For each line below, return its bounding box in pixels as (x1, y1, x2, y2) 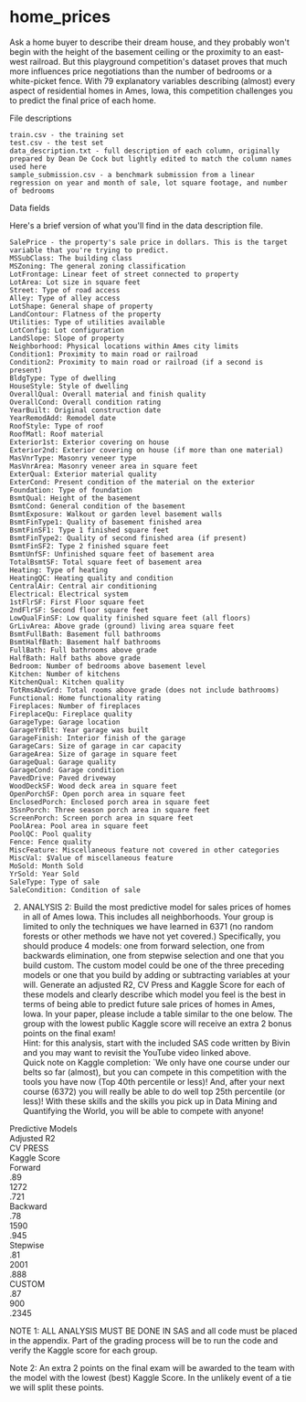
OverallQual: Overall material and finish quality (9, 389, 206, 398)
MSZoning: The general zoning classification (9, 261, 185, 271)
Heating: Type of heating (9, 565, 108, 575)
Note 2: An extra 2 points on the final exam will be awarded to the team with (9, 1362, 295, 1373)
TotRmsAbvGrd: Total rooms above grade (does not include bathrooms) (9, 685, 280, 695)
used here (9, 162, 47, 171)
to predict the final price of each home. (9, 94, 157, 106)
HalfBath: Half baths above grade (9, 653, 142, 663)
